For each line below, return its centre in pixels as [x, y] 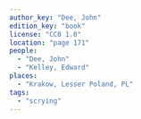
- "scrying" [40, 101]
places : [24, 76]
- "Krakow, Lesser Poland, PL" [75, 84]
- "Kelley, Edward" [54, 68]
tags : [19, 92]
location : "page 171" [50, 42]
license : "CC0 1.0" [46, 34]
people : [24, 51]
